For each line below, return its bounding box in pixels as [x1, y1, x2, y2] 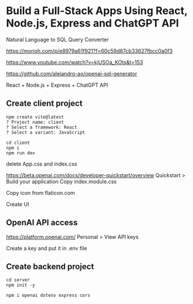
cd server [6, 277, 31, 283]
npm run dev [6, 150, 35, 156]
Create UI [6, 201, 29, 208]
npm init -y [6, 282, 35, 288]
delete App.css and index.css [6, 160, 77, 167]
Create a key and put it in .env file [6, 245, 87, 252]
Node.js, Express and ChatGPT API [6, 16, 179, 30]
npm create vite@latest [6, 114, 65, 120]
